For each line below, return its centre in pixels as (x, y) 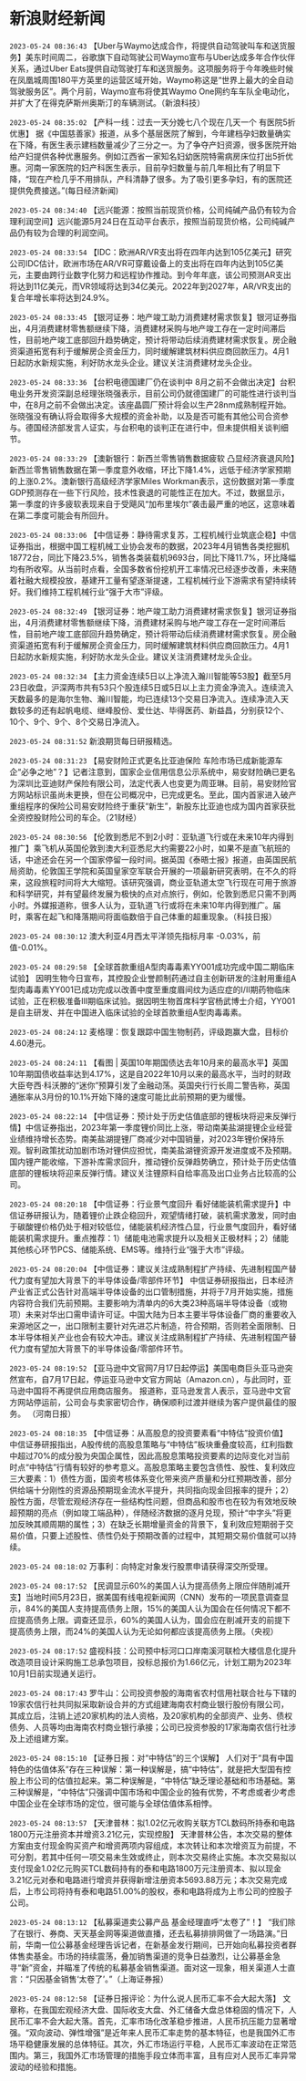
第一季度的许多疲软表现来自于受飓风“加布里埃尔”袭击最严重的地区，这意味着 (153, 503)
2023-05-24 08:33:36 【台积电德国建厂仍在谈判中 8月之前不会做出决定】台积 (153, 382)
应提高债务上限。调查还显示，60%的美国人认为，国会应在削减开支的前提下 (150, 1620)
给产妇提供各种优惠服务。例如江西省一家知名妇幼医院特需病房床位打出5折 (148, 156)
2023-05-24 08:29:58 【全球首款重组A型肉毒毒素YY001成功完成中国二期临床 (152, 967)
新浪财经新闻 (58, 19)
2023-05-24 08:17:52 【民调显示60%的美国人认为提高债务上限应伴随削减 (146, 1585)
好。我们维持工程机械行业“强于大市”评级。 (89, 591)
